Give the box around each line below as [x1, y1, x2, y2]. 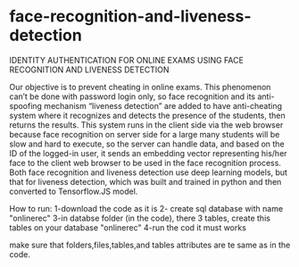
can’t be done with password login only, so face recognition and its [9, 91, 256, 102]
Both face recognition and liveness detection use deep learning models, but [9, 167, 288, 178]
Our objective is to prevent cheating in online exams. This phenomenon [9, 81, 271, 92]
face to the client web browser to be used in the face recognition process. [9, 157, 281, 168]
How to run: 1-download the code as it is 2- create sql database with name [9, 203, 284, 213]
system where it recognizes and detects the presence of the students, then [9, 110, 286, 121]
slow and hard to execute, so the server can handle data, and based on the [9, 138, 285, 149]
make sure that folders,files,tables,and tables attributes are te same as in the [9, 239, 291, 250]
